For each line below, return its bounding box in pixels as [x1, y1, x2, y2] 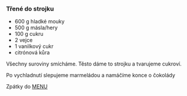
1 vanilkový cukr [14, 43, 54, 50]
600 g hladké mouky [14, 18, 65, 25]
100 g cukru [14, 30, 44, 37]
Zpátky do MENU [6, 83, 48, 90]
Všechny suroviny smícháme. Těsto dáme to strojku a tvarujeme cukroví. [6, 60, 182, 67]
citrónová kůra [14, 49, 50, 56]
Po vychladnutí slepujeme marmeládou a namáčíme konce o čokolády [6, 72, 175, 79]
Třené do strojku [6, 5, 54, 13]
